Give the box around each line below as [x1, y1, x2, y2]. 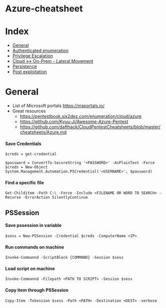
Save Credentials [5, 141, 41, 147]
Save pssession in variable [5, 222, 62, 228]
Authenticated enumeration [12, 48, 69, 54]
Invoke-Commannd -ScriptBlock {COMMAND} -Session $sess [5, 255, 124, 260]
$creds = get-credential [5, 152, 57, 157]
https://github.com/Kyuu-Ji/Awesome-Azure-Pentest [19, 119, 129, 125]
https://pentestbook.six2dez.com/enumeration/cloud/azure [19, 113, 142, 120]
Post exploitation [12, 69, 47, 75]
